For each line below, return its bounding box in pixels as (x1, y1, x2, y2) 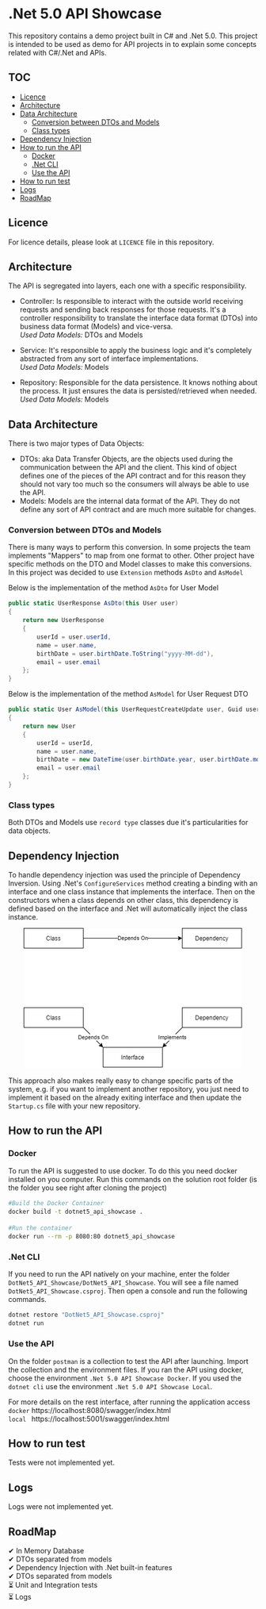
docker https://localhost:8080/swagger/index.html (8, 1405, 172, 1415)
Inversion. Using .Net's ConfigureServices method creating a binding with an (8, 878, 258, 889)
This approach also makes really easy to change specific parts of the (8, 1076, 234, 1085)
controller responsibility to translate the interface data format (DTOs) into (19, 313, 258, 323)
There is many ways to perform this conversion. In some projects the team (8, 543, 251, 552)
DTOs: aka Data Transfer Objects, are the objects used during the (19, 454, 234, 464)
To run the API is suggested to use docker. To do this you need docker (8, 1165, 237, 1175)
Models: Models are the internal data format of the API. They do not (19, 497, 241, 506)
